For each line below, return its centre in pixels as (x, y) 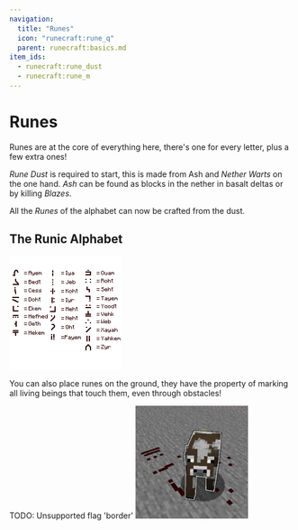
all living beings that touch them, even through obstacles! (116, 393)
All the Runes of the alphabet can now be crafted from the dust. (127, 210)
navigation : (32, 19)
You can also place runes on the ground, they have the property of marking (149, 383)
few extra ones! (38, 156)
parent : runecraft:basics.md (72, 48)
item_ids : (28, 57)
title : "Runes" (46, 28)
